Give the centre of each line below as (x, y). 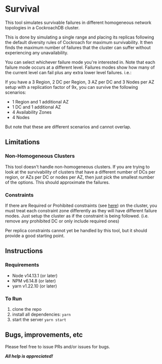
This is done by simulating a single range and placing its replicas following (80, 37)
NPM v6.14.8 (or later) (34, 281)
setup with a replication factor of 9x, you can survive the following (71, 87)
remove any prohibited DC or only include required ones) (62, 221)
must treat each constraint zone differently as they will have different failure (81, 210)
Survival (22, 9)
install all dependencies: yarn (41, 314)
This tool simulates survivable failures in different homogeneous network (78, 22)
